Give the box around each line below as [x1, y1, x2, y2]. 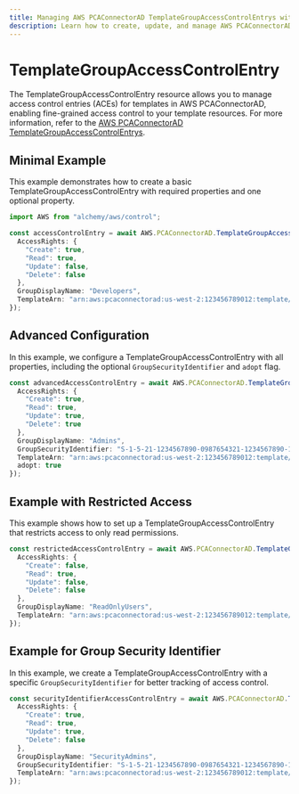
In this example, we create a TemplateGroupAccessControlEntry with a [9, 667, 269, 678]
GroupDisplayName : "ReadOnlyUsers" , [17, 602, 153, 611]
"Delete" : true [25, 420, 82, 429]
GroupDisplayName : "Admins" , [17, 436, 125, 446]
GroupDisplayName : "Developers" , [17, 287, 141, 296]
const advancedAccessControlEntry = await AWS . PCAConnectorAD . [9, 378, 249, 388]
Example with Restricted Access [9, 494, 193, 509]
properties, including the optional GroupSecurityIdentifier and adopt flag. [9, 361, 281, 372]
